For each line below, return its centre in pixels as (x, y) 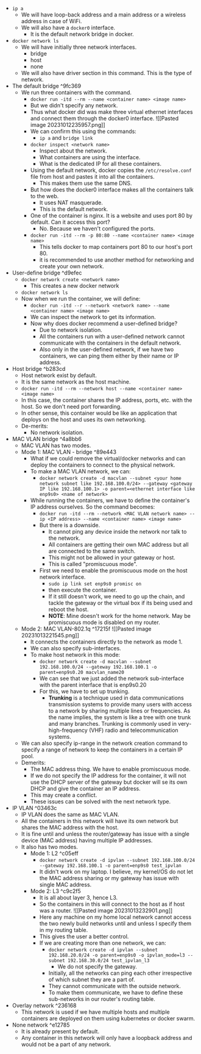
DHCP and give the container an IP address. (86, 788)
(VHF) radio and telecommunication (134, 730)
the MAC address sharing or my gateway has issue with (109, 878)
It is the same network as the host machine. (76, 382)
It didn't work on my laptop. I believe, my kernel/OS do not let (116, 872)
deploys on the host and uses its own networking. (83, 419)
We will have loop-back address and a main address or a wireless (104, 15)
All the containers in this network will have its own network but (100, 821)
